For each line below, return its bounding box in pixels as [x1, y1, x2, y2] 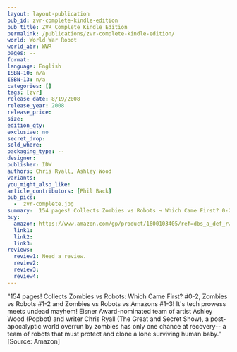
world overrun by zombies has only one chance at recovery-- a [42, 322, 227, 330]
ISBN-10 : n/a [7, 69, 46, 76]
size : [7, 115, 23, 122]
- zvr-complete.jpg [13, 200, 74, 208]
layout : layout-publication [7, 10, 90, 18]
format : [7, 56, 30, 63]
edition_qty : [7, 121, 46, 129]
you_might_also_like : [7, 181, 71, 188]
